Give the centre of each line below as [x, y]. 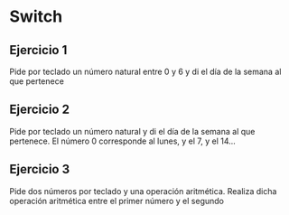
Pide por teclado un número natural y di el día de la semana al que [132, 131]
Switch [36, 17]
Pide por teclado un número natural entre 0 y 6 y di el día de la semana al [145, 71]
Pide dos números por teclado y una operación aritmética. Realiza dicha [143, 191]
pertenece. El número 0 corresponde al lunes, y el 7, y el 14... [123, 141]
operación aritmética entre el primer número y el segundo [117, 201]
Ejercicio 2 [40, 110]
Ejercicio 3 [40, 169]
